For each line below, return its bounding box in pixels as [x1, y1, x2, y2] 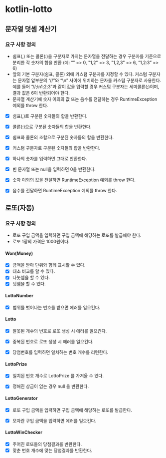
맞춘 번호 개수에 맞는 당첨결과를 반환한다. [12, 447, 93, 453]
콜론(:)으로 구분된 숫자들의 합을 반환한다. [12, 124, 92, 130]
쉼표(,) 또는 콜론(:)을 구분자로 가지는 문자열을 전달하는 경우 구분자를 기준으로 [12, 53, 161, 59]
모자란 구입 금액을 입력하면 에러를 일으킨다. [12, 417, 97, 423]
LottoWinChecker [5, 429, 42, 435]
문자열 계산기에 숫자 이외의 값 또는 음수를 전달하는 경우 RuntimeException [12, 96, 158, 102]
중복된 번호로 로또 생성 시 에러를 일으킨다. [12, 339, 94, 345]
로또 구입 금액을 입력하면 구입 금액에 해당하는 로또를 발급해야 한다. [12, 232, 142, 238]
